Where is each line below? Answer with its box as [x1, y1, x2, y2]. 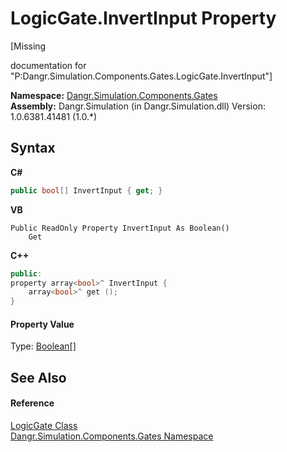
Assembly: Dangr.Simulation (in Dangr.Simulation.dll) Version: [10, 100, 266, 112]
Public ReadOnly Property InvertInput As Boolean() [10, 223, 230, 233]
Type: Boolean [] [10, 340, 77, 352]
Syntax [10, 140, 56, 157]
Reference [10, 397, 55, 409]
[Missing [10, 40, 47, 52]
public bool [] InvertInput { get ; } [10, 185, 163, 196]
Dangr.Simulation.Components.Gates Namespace [10, 430, 214, 442]
